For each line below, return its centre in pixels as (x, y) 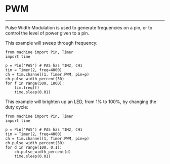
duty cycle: (17, 107)
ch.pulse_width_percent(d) (43, 152)
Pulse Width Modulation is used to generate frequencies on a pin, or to (79, 27)
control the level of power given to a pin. (47, 33)
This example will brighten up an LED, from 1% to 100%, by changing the (81, 102)
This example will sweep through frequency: (51, 43)
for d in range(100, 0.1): (34, 147)
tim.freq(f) (27, 88)
